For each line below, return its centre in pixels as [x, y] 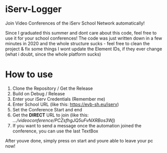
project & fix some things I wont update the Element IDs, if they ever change [84, 49]
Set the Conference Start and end [47, 109]
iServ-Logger [33, 9]
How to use [29, 74]
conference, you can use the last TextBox [55, 131]
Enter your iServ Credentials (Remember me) [59, 99]
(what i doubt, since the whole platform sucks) [53, 54]
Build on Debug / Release [39, 93]
